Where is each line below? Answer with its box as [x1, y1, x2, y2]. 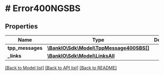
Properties [5, 22, 38, 30]
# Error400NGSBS [5, 3, 81, 14]
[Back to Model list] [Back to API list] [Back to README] [5, 65, 117, 71]
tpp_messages [7, 45, 43, 51]
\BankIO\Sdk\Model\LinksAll [47, 53, 115, 59]
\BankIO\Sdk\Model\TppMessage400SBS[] [47, 45, 150, 51]
